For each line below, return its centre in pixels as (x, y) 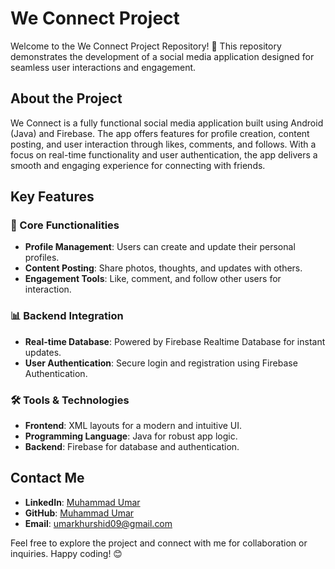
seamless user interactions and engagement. (103, 67)
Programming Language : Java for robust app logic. (131, 436)
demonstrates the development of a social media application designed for (162, 56)
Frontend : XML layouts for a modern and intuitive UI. (133, 426)
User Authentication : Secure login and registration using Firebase (161, 363)
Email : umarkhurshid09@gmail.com (98, 523)
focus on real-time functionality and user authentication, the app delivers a (164, 154)
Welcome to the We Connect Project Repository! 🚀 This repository (146, 46)
